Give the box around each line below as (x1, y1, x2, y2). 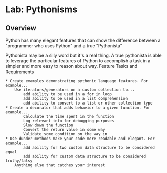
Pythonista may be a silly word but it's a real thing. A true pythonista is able (5, 52, 162, 58)
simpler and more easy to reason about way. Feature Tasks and (5, 63, 138, 69)
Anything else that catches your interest (14, 163, 105, 168)
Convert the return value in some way (23, 127, 105, 132)
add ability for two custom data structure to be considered (23, 145, 155, 150)
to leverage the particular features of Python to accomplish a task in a (5, 58, 151, 64)
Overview (5, 24, 37, 32)
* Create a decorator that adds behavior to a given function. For (5, 105, 151, 110)
